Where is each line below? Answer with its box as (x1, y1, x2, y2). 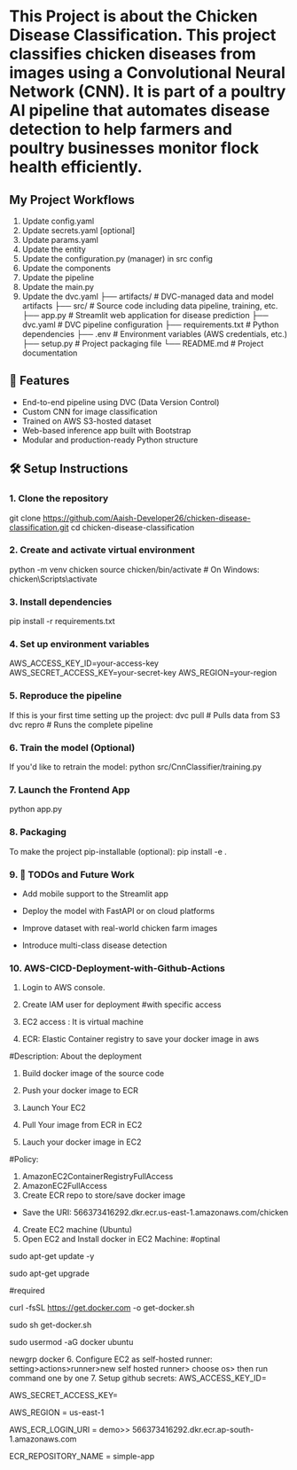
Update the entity (21, 244, 86, 254)
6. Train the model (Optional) (9, 741, 136, 754)
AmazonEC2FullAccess (21, 1181, 108, 1192)
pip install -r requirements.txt (9, 616, 115, 627)
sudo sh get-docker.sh (9, 1319, 92, 1331)
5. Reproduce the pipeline (9, 690, 122, 702)
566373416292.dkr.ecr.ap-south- (131, 1425, 254, 1435)
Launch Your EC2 (21, 1102, 86, 1114)
